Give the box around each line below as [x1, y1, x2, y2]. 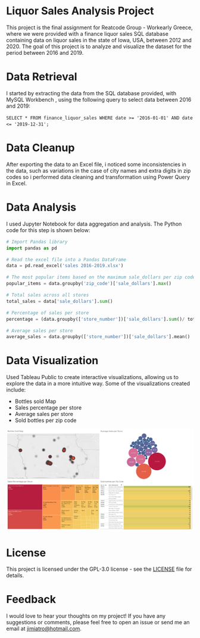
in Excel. [6, 180, 27, 187]
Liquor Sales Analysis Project [6, 4, 154, 18]
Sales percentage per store [14, 404, 82, 411]
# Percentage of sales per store [6, 309, 89, 316]
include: [6, 386, 26, 393]
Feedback [6, 593, 57, 606]
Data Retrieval [6, 70, 77, 84]
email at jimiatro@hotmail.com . [6, 625, 82, 632]
